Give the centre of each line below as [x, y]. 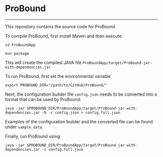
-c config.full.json [63, 149]
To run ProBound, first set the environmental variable [58, 76]
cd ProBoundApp [20, 45]
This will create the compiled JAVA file [43, 62]
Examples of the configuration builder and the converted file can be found [79, 121]
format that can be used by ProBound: [43, 99]
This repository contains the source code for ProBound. [61, 26]
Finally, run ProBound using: [33, 136]
